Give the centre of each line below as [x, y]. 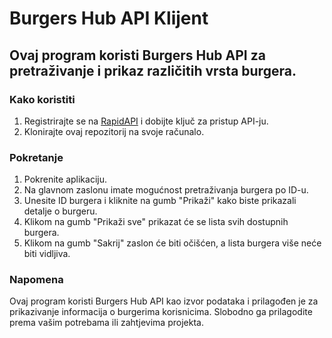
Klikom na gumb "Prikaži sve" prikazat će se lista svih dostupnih [156, 222]
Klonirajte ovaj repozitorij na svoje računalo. [114, 131]
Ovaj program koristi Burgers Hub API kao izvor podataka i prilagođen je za [164, 301]
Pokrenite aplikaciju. [65, 179]
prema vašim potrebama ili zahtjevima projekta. [106, 323]
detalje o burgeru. [60, 211]
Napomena [36, 280]
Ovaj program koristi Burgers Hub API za [137, 55]
